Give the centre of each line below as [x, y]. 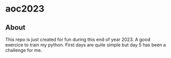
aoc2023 [25, 9]
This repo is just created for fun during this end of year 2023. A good [78, 39]
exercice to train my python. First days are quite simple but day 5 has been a [86, 45]
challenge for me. [24, 50]
